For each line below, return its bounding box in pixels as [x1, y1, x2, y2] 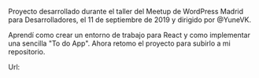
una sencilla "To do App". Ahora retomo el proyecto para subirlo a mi [8, 39, 231, 48]
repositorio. [8, 47, 46, 56]
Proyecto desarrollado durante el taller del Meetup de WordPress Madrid [8, 7, 244, 16]
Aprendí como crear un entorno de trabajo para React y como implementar [8, 31, 250, 39]
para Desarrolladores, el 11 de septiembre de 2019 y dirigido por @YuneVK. [8, 15, 252, 24]
